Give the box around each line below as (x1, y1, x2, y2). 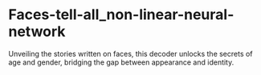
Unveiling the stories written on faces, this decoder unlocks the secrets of (8, 49, 253, 58)
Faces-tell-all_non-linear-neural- (8, 6, 234, 24)
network (8, 22, 66, 41)
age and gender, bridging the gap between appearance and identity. (8, 57, 234, 67)
